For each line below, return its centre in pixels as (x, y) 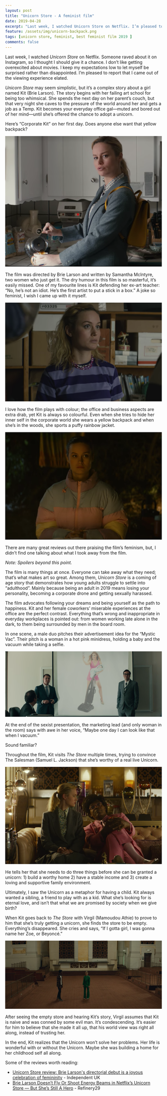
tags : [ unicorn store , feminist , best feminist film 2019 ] (69, 37)
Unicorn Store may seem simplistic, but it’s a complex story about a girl (78, 88)
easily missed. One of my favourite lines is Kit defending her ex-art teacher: (83, 285)
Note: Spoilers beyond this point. (39, 562)
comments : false (22, 42)
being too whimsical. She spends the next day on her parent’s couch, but (80, 98)
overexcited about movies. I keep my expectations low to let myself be (77, 67)
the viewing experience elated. (37, 78)
